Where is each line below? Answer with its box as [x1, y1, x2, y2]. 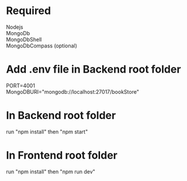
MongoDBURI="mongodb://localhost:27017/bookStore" [6, 88, 139, 95]
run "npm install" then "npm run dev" [6, 168, 95, 175]
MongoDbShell [6, 36, 42, 43]
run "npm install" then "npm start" [6, 128, 88, 135]
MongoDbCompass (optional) [6, 42, 78, 49]
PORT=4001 [6, 82, 35, 89]
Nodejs [6, 23, 23, 30]
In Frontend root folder [6, 149, 118, 162]
